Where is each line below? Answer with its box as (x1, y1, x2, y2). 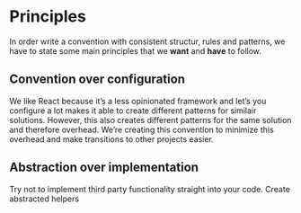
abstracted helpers (9, 193, 79, 204)
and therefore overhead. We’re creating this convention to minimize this (9, 124, 274, 135)
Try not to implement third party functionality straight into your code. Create (9, 183, 290, 194)
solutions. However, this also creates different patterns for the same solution (9, 114, 292, 125)
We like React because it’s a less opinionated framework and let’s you (9, 95, 267, 106)
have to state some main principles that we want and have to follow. (9, 45, 262, 56)
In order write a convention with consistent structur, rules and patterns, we (9, 36, 286, 47)
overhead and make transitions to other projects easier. (9, 133, 214, 145)
